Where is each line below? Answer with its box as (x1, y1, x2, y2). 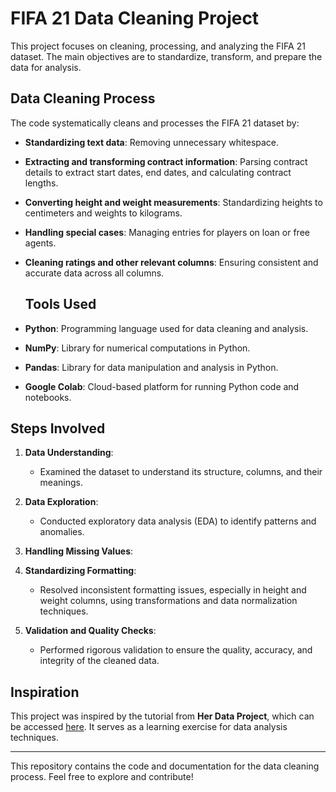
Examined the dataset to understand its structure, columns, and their (39, 466, 323, 478)
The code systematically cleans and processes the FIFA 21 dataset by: (10, 117, 300, 129)
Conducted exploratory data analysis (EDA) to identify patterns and (39, 515, 317, 527)
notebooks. (24, 391, 72, 403)
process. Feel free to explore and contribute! (10, 771, 194, 783)
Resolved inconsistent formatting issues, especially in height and (39, 584, 307, 596)
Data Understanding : (24, 447, 114, 459)
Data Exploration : (24, 496, 99, 508)
